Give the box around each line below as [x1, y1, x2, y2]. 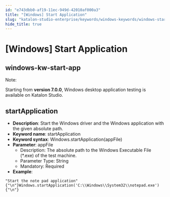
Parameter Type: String [20, 158, 69, 164]
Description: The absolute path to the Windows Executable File [20, 147, 152, 153]
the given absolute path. [12, 126, 63, 132]
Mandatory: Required [20, 163, 64, 170]
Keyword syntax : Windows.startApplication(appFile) [12, 136, 122, 142]
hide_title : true [5, 21, 42, 27]
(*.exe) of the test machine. [20, 152, 77, 159]
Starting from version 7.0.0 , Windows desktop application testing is [5, 87, 146, 93]
